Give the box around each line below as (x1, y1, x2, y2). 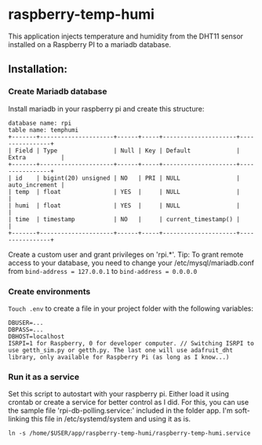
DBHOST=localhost (8, 332, 65, 341)
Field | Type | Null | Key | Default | (15, 147, 241, 155)
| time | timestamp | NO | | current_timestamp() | (8, 215, 241, 223)
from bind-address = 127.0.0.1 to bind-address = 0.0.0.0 (8, 266, 198, 275)
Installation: (8, 63, 68, 76)
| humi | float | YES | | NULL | (8, 202, 241, 210)
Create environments (8, 286, 91, 297)
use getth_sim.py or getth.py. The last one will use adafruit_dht (8, 346, 234, 354)
